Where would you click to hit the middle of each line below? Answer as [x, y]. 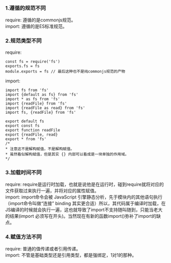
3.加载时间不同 [23, 172]
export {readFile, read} [32, 135]
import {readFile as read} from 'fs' [45, 108]
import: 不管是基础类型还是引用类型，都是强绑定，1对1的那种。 [71, 255]
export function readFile [33, 130]
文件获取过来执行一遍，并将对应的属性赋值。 [52, 190]
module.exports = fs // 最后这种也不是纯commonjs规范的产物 [65, 71]
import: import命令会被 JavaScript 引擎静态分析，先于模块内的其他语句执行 [84, 197]
